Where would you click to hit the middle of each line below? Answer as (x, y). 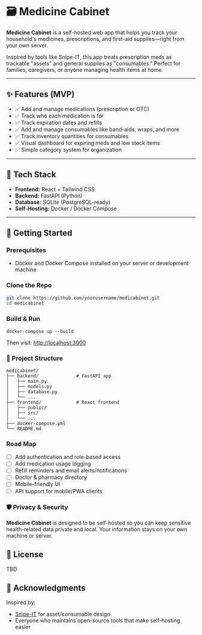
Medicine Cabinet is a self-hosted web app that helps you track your (92, 32)
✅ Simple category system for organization (68, 150)
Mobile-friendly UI (38, 484)
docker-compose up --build (40, 331)
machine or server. (29, 535)
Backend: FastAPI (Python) (49, 195)
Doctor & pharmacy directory (51, 478)
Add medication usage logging (53, 464)
